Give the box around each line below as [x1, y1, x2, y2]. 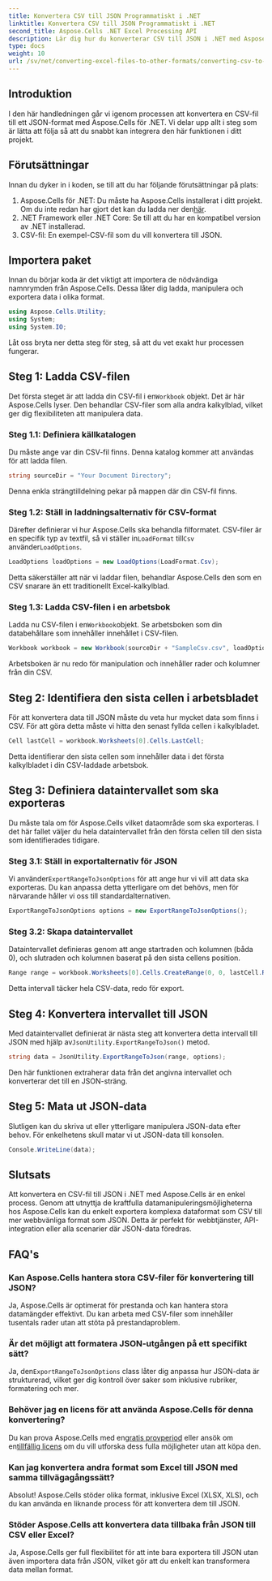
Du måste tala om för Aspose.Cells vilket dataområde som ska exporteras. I [8, 817, 259, 828]
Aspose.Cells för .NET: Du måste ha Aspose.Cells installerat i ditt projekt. [19, 196, 263, 205]
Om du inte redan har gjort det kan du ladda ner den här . [19, 204, 206, 213]
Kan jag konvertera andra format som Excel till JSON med [8, 1462, 239, 1473]
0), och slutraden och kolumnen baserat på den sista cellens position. [8, 953, 241, 963]
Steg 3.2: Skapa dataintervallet [8, 926, 134, 937]
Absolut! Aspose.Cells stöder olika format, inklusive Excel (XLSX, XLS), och [8, 1490, 259, 1500]
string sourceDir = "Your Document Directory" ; [8, 472, 172, 480]
